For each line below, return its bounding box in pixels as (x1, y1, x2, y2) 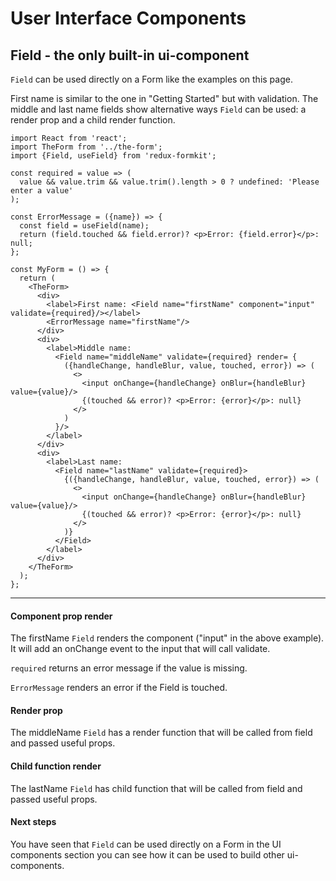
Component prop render (10, 610, 113, 622)
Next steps (10, 816, 57, 828)
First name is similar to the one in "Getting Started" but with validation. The (10, 93, 319, 104)
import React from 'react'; (10, 133, 128, 143)
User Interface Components (10, 7, 247, 30)
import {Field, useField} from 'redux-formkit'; (10, 151, 217, 161)
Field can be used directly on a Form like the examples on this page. (10, 73, 293, 85)
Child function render (10, 760, 102, 772)
